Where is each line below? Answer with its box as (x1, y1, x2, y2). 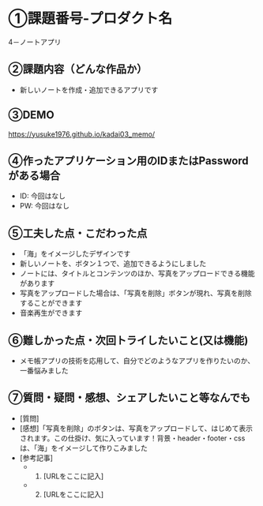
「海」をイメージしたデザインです (19, 249, 131, 259)
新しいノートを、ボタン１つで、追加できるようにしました (19, 259, 207, 268)
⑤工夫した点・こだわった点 (8, 227, 148, 240)
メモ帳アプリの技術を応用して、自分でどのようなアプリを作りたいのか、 (19, 356, 255, 365)
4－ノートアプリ (8, 37, 62, 47)
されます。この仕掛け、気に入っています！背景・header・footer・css (19, 433, 246, 443)
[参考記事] (19, 453, 54, 463)
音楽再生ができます (19, 308, 83, 318)
